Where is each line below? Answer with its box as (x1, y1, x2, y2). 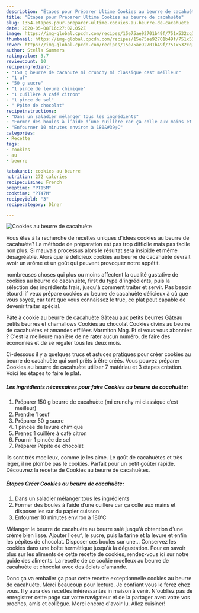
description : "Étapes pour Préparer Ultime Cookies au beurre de (6, 8, 171, 15)
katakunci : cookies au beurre (6, 169, 81, 174)
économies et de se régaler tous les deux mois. (6, 339, 122, 347)
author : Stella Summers (6, 47, 65, 53)
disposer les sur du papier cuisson (14, 508, 99, 515)
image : (6, 31, 23, 37)
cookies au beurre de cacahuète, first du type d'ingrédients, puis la (6, 277, 171, 285)
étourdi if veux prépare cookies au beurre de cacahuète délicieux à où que (6, 290, 188, 297)
